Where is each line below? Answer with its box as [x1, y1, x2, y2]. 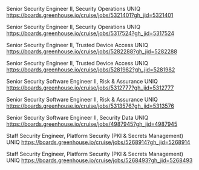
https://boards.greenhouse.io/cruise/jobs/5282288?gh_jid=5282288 [6, 48, 177, 55]
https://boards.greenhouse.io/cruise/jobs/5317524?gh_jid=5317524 [6, 30, 175, 37]
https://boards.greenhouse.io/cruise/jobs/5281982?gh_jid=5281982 [6, 66, 175, 73]
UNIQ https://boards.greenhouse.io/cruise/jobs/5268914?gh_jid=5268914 [6, 139, 191, 146]
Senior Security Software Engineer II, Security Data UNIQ [6, 114, 149, 121]
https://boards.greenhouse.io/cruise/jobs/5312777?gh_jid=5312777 [6, 84, 174, 91]
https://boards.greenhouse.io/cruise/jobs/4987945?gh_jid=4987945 [6, 120, 178, 128]
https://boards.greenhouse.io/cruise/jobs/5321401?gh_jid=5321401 [6, 11, 174, 19]
